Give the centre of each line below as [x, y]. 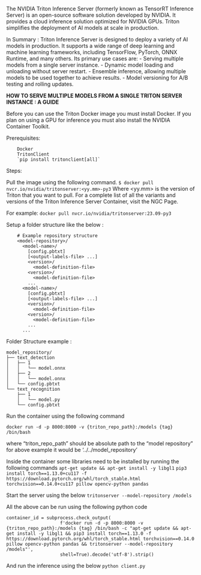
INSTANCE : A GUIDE [33, 102]
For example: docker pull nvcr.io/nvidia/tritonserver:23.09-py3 [89, 213]
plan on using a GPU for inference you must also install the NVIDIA [88, 120]
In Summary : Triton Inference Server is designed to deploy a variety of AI [97, 39]
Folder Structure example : [39, 341]
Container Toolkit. [28, 126]
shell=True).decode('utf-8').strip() [107, 555]
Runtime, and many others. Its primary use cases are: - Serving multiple [95, 59]
